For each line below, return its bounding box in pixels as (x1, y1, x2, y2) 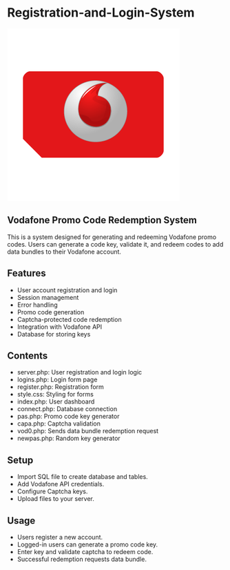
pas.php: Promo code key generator (17, 412, 120, 421)
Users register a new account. (17, 533, 103, 541)
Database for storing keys (17, 330, 91, 338)
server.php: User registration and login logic (17, 368, 143, 377)
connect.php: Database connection (17, 405, 118, 413)
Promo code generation (17, 307, 85, 316)
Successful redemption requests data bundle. (17, 555, 147, 563)
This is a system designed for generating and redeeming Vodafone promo (7, 233, 217, 241)
